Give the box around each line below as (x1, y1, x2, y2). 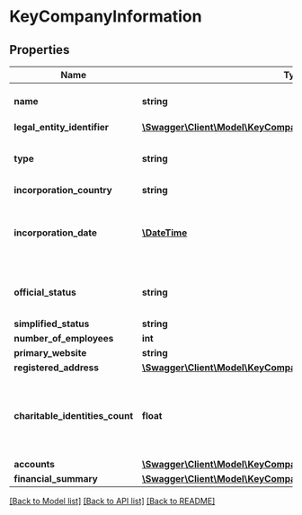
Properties (9, 42, 70, 58)
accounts (13, 458, 56, 470)
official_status (13, 286, 76, 298)
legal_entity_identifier (13, 121, 110, 133)
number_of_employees (13, 333, 114, 344)
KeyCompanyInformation (9, 6, 202, 27)
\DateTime (142, 226, 188, 239)
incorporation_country (13, 184, 112, 196)
